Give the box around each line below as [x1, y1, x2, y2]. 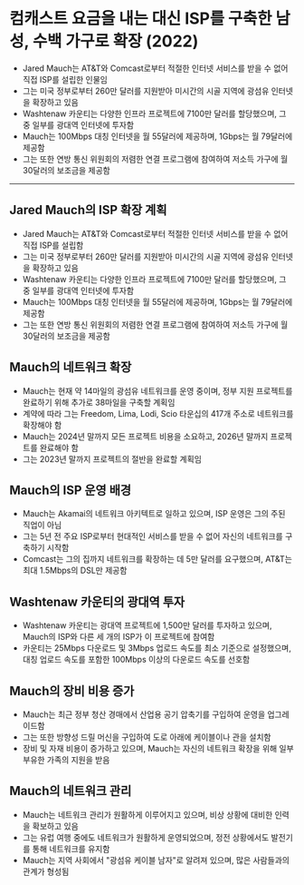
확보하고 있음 [32, 821, 79, 831]
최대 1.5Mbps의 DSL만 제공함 [22, 565, 128, 576]
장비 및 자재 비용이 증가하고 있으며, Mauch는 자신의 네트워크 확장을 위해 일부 [22, 743, 294, 753]
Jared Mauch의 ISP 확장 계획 [9, 202, 167, 218]
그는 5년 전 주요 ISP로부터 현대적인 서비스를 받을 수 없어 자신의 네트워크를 [22, 531, 283, 542]
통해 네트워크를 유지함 [32, 843, 110, 854]
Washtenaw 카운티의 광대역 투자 [9, 594, 185, 609]
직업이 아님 [22, 519, 62, 531]
